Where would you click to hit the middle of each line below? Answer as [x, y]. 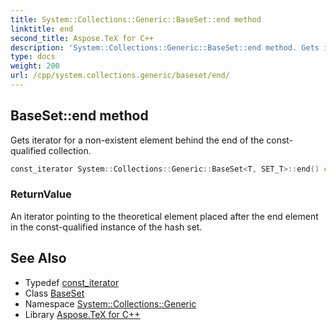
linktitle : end [42, 29]
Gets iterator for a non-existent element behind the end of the [137, 140]
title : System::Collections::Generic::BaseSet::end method [136, 19]
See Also [38, 258]
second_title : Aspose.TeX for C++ [82, 38]
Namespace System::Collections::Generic [110, 303]
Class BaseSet [54, 293]
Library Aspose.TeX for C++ [82, 314]
